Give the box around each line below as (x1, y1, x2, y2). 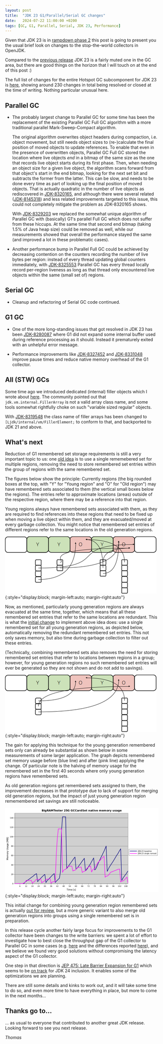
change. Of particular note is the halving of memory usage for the (5, 763, 137, 769)
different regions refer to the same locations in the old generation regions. (5, 527, 153, 533)
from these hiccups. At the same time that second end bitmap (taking (12, 221, 151, 227)
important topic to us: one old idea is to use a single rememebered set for (5, 456, 152, 462)
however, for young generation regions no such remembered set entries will (5, 660, 157, 666)
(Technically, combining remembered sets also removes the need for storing (5, 650, 158, 656)
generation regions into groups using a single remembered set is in (5, 912, 140, 918)
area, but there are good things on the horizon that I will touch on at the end (5, 62, 157, 68)
